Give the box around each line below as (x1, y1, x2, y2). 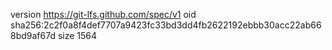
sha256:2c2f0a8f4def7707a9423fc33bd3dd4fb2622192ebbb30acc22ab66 (10, 19, 322, 31)
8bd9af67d (10, 30, 56, 41)
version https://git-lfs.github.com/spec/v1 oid (10, 9, 197, 20)
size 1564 (57, 30, 98, 41)
